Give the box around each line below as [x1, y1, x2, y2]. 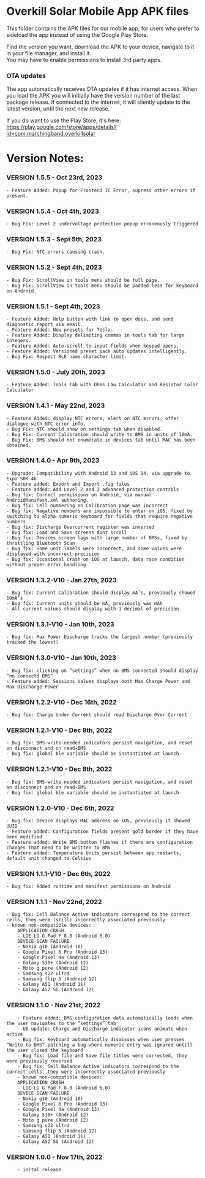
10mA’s [6, 595, 23, 601]
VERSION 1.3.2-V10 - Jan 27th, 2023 [6, 575, 117, 584]
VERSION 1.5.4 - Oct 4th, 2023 [6, 207, 99, 216]
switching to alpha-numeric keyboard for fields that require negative [6, 513, 193, 520]
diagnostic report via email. [6, 321, 84, 327]
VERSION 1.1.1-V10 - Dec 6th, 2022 [6, 869, 111, 878]
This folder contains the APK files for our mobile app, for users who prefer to [6, 25, 200, 32]
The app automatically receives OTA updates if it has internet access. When [6, 85, 198, 93]
